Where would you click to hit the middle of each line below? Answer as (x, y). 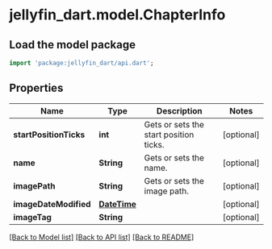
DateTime (117, 204)
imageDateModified (52, 204)
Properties (36, 88)
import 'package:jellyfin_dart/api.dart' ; (82, 63)
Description (180, 110)
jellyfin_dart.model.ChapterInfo (117, 15)
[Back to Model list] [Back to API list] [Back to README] (102, 237)
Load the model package (73, 45)
